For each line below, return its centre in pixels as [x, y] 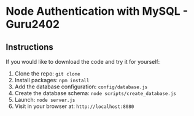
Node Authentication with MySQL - [97, 11]
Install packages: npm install [52, 80]
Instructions [29, 47]
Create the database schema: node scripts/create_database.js [95, 93]
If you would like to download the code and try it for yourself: [83, 62]
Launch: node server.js [45, 100]
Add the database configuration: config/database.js [81, 87]
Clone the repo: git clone [47, 74]
